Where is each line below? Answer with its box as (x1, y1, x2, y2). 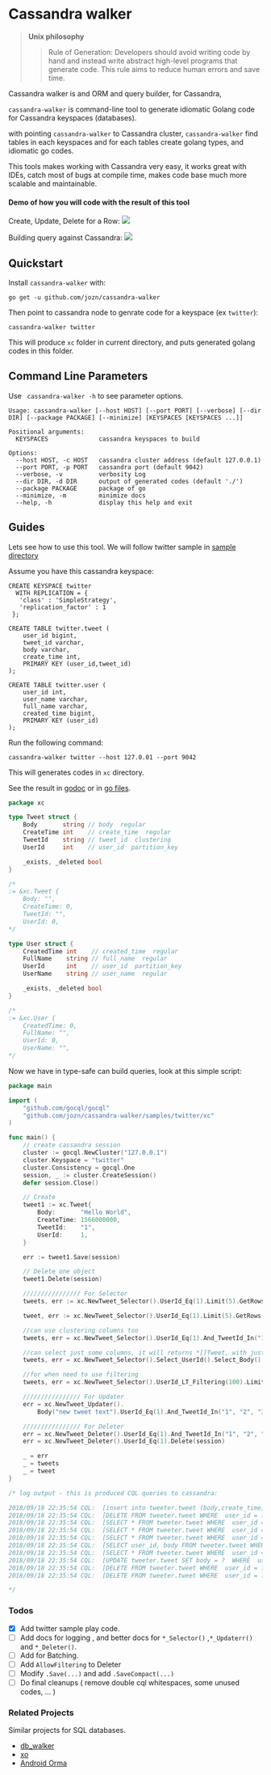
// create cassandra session (23, 1141, 121, 1149)
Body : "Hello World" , (37, 1208, 131, 1217)
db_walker (19, 1741, 55, 1751)
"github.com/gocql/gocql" (23, 1104, 110, 1112)
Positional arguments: (8, 428, 85, 436)
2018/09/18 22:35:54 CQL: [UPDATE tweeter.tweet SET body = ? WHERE (8, 1556, 251, 1565)
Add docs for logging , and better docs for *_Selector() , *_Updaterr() (19, 1633, 253, 1642)
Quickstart (8, 256, 64, 270)
